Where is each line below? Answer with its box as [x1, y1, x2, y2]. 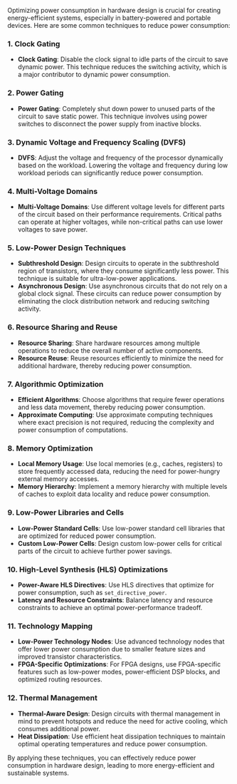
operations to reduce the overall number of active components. [17, 346, 204, 355]
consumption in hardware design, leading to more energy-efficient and [7, 760, 215, 769]
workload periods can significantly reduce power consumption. [17, 168, 204, 177]
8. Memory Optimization [7, 443, 93, 453]
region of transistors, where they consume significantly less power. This [17, 267, 229, 275]
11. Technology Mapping [7, 621, 93, 631]
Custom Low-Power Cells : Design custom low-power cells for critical [17, 539, 222, 547]
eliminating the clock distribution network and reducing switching [17, 297, 210, 306]
